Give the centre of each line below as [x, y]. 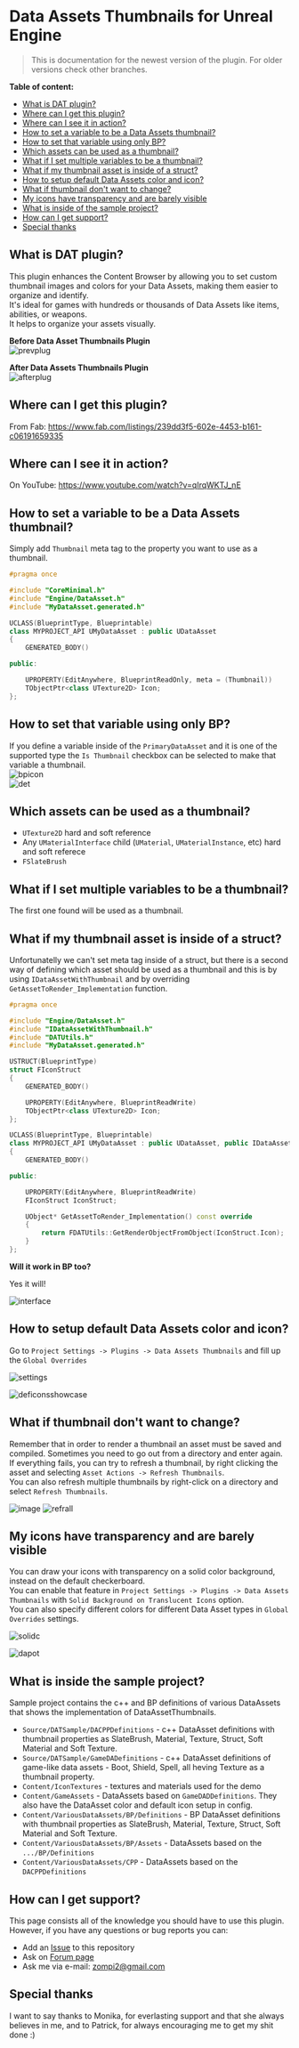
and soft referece [54, 852]
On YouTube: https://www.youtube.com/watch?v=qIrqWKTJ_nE [125, 485]
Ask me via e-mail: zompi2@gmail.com [93, 1966]
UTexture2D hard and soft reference [86, 833]
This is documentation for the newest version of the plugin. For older [157, 60]
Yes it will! [28, 1283]
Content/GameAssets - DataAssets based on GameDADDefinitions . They [149, 1796]
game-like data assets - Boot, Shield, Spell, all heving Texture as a [143, 1768]
